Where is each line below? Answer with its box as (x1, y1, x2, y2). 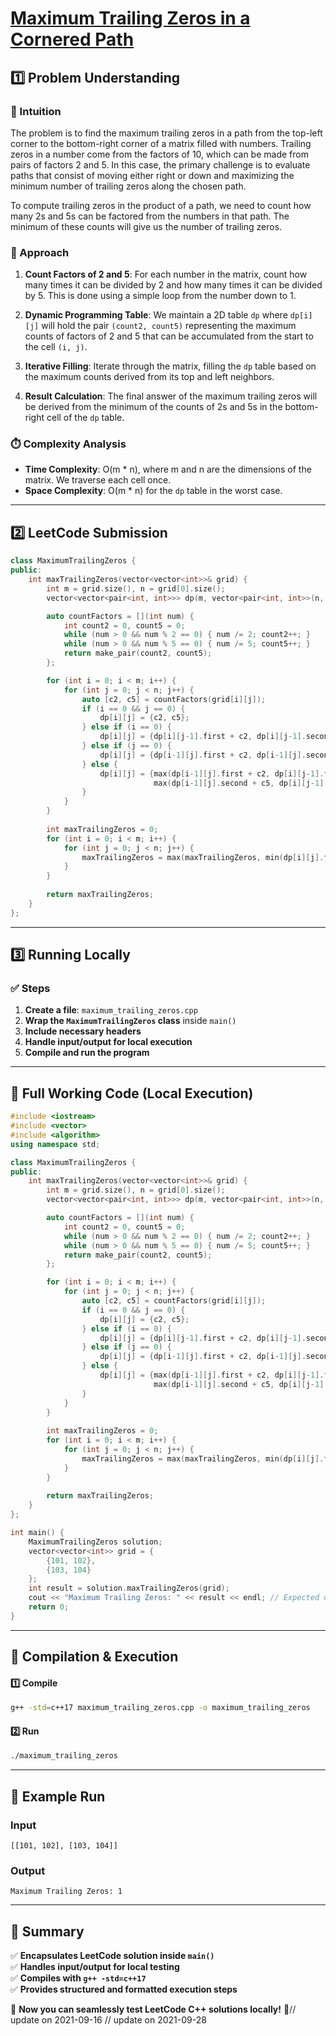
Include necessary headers (24, 1025, 142, 1037)
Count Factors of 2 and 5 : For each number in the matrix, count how (24, 268, 308, 281)
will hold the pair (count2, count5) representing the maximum (41, 320, 297, 332)
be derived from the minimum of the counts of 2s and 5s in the (24, 401, 283, 413)
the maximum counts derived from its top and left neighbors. (24, 371, 275, 383)
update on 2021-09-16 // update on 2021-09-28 (10, 2014, 207, 2026)
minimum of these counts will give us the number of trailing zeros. (10, 220, 283, 232)
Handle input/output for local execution (24, 1036, 193, 1048)
